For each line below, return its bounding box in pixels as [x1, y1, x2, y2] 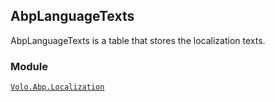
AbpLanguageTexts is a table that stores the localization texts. [10, 34, 266, 46]
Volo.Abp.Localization [10, 82, 105, 93]
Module [10, 59, 48, 73]
